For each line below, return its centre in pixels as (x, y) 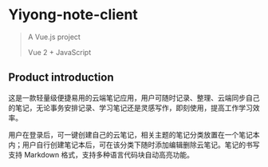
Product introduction (61, 78)
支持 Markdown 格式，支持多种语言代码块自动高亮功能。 (101, 154)
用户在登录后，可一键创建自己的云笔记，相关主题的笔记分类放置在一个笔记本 (134, 134)
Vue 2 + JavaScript (59, 52)
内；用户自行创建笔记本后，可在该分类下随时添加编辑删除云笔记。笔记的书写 (134, 145)
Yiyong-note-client (73, 15)
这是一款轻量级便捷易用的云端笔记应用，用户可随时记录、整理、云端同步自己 (134, 97)
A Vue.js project (54, 37)
